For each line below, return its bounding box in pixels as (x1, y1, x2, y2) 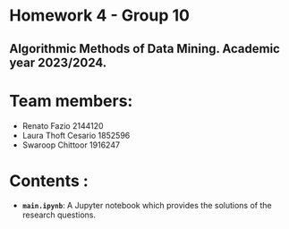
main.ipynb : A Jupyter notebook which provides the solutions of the (21, 200, 272, 211)
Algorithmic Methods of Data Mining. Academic (9, 41, 280, 56)
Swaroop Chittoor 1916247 (21, 140, 121, 150)
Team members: (9, 90, 133, 111)
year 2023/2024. (9, 55, 107, 70)
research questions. (21, 209, 97, 220)
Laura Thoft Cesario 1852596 (21, 130, 131, 140)
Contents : (9, 171, 89, 191)
